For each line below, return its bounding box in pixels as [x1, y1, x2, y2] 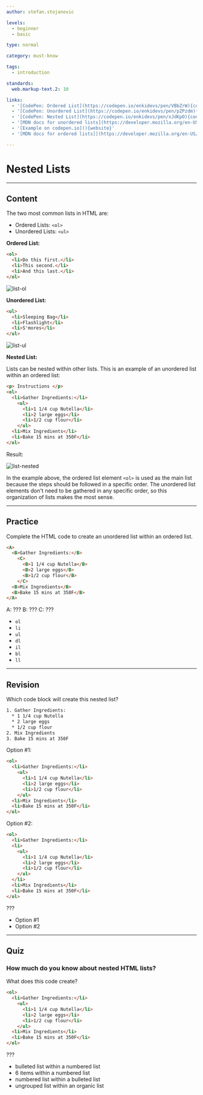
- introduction [11, 70, 50, 76]
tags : [6, 64, 20, 70]
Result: [6, 451, 24, 458]
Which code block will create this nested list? [6, 696, 119, 703]
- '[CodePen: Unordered [11, 108, 71, 114]
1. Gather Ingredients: [6, 707, 66, 713]
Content [6, 193, 38, 203]
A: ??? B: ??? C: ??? [6, 606, 54, 614]
